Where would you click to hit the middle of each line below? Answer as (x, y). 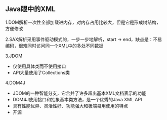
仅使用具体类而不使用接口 (39, 66)
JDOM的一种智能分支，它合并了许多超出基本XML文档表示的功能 (79, 93)
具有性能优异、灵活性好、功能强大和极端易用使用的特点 (70, 106)
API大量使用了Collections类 (41, 72)
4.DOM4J (15, 83)
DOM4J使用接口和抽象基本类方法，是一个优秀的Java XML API (77, 99)
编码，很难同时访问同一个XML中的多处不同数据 (54, 46)
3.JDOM (14, 56)
